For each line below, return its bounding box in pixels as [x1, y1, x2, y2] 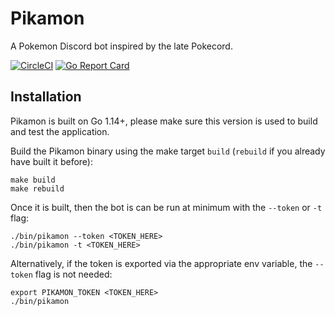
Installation [10, 88, 82, 106]
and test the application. [10, 125, 110, 137]
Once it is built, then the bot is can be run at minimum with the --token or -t [10, 201, 323, 213]
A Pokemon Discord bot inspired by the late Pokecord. [10, 40, 233, 52]
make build [10, 175, 56, 185]
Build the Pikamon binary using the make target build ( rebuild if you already [10, 145, 326, 157]
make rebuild [10, 183, 65, 194]
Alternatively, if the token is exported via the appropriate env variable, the [10, 257, 313, 269]
